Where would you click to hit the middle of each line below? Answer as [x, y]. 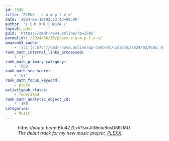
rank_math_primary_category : [36, 62]
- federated [27, 95]
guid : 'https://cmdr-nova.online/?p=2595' [50, 33]
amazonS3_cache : [22, 43]
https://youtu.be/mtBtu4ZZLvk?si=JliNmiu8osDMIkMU [74, 127]
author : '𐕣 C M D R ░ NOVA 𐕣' [36, 24]
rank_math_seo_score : [28, 71]
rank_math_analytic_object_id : [38, 99]
